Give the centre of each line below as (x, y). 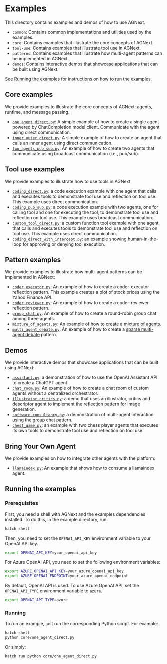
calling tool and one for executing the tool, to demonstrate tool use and (85, 212)
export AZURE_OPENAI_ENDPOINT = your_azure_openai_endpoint (67, 576)
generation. (24, 409)
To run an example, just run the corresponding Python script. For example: (82, 624)
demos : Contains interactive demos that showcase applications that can (85, 64)
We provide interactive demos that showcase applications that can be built (82, 362)
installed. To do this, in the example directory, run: (57, 519)
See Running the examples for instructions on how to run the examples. (79, 79)
